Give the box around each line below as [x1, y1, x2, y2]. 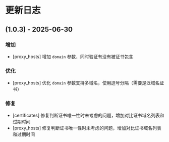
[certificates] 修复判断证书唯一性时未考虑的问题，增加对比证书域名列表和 [12, 112, 164, 119]
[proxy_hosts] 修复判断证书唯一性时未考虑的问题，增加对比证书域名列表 [12, 125, 161, 131]
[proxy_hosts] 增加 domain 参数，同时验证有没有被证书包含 [12, 54, 134, 60]
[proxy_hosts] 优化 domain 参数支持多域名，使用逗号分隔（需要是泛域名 [12, 80, 160, 86]
